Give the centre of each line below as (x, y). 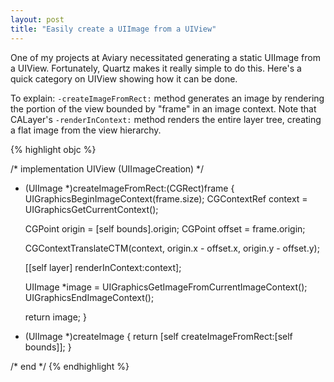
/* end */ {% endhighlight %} (70, 366)
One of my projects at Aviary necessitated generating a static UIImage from (165, 57)
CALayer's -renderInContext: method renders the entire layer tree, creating (166, 119)
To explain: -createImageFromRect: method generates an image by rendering (167, 98)
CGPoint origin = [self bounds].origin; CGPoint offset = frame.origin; (165, 228)
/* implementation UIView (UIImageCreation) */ (107, 168)
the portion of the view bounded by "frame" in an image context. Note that (163, 108)
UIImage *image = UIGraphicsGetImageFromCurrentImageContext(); (166, 287)
